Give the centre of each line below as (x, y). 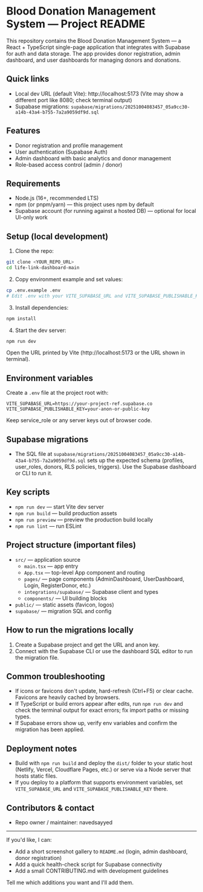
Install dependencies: (42, 307)
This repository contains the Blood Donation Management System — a (94, 41)
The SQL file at (34, 454)
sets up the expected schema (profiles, (135, 460)
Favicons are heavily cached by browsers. (67, 697)
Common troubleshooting (56, 676)
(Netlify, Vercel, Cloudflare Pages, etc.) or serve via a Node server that (103, 770)
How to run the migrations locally (70, 630)
